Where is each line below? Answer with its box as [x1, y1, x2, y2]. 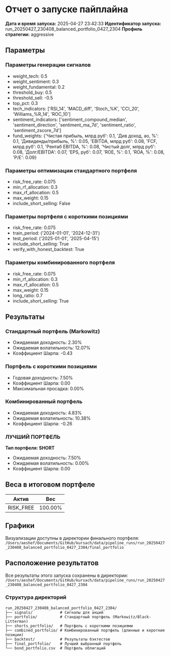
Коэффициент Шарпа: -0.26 [12, 420, 73, 426]
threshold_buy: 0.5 [12, 89, 52, 95]
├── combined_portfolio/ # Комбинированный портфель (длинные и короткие [5, 627, 165, 633]
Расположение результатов [5, 559, 99, 567]
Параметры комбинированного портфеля [5, 259, 116, 266]
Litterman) [5, 619, 29, 624]
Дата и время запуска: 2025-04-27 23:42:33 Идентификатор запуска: [5, 20, 161, 27]
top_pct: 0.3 [12, 100, 38, 106]
